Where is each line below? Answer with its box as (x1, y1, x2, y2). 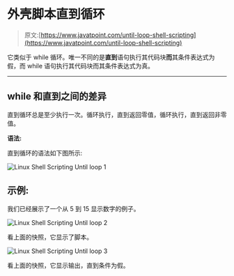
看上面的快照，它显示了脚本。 (7, 233, 93, 241)
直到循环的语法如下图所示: (7, 148, 83, 157)
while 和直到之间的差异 (7, 91, 107, 102)
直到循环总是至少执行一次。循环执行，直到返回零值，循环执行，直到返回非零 (7, 110, 227, 118)
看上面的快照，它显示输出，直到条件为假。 (7, 261, 130, 269)
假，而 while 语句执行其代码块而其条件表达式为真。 (7, 61, 155, 70)
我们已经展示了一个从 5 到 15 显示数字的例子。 (7, 204, 141, 213)
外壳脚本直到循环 (7, 6, 106, 22)
